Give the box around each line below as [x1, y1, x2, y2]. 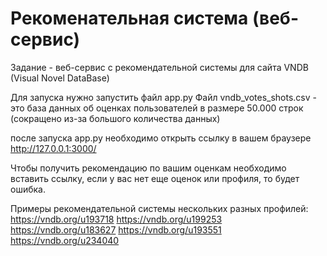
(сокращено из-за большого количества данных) [10, 112, 221, 124]
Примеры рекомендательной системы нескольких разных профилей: [10, 202, 309, 214]
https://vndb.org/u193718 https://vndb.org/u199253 [10, 213, 223, 225]
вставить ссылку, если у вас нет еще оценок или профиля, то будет [10, 172, 300, 184]
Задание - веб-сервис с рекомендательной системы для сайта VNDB [10, 61, 309, 73]
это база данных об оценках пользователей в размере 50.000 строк [10, 102, 304, 114]
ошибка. [10, 183, 46, 195]
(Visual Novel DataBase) [10, 72, 110, 84]
